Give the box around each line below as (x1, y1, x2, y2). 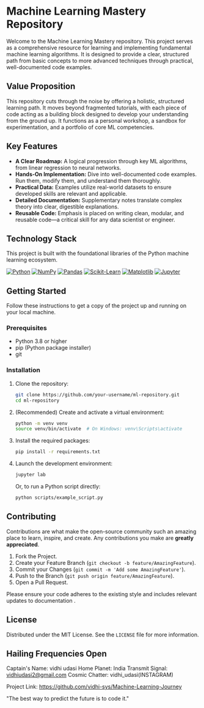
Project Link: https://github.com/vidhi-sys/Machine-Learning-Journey (6, 683, 182, 690)
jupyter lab (15, 472, 46, 478)
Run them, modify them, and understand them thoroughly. (15, 177, 162, 184)
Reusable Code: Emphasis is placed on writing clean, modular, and (15, 209, 184, 216)
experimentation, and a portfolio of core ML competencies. (6, 124, 155, 131)
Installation (6, 366, 41, 374)
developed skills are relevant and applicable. (15, 190, 128, 197)
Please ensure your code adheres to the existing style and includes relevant (6, 590, 197, 597)
